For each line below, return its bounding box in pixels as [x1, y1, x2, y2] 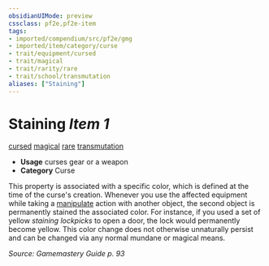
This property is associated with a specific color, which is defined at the [8, 182, 249, 191]
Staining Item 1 [8, 114, 110, 133]
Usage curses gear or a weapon [20, 157, 128, 167]
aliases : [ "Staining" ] [8, 79, 85, 88]
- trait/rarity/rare [8, 65, 79, 73]
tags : [8, 27, 27, 35]
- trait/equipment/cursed [8, 49, 96, 58]
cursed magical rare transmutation [8, 141, 124, 151]
